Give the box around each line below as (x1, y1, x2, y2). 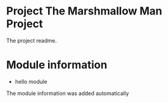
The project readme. (6, 37, 57, 44)
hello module (14, 78, 48, 85)
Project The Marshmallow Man (6, 4, 163, 18)
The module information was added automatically (6, 89, 129, 97)
